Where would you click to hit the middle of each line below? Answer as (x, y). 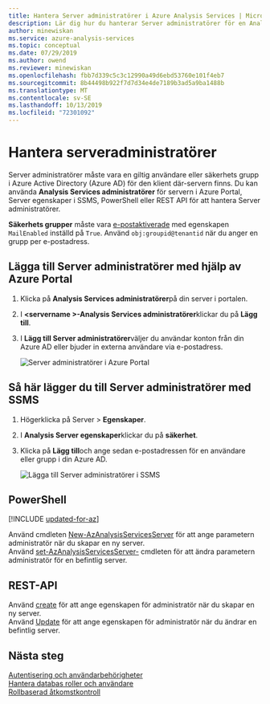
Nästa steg (36, 655)
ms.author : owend (37, 61)
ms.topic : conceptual (45, 46)
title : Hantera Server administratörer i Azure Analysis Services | (125, 16)
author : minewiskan (41, 31)
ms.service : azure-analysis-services (72, 38)
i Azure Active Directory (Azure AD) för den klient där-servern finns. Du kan (133, 183)
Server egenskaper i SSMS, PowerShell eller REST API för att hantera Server (135, 200)
